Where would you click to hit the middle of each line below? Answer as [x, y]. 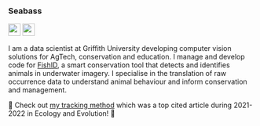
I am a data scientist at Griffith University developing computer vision [120, 49]
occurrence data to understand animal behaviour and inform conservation [128, 82]
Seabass [25, 11]
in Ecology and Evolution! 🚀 [71, 113]
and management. [37, 90]
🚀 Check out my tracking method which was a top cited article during [120, 105]
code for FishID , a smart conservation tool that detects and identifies [119, 65]
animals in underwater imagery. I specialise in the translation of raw [117, 74]
